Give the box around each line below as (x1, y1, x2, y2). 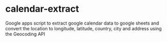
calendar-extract (5, 3, 80, 15)
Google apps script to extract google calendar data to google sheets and (5, 20, 159, 26)
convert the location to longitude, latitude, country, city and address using (5, 25, 162, 31)
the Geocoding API (5, 31, 45, 37)
